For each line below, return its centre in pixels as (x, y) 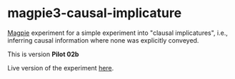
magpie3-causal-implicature (95, 13)
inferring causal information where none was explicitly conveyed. (103, 40)
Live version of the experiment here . (61, 68)
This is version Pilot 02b (43, 54)
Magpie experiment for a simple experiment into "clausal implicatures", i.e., (118, 33)
